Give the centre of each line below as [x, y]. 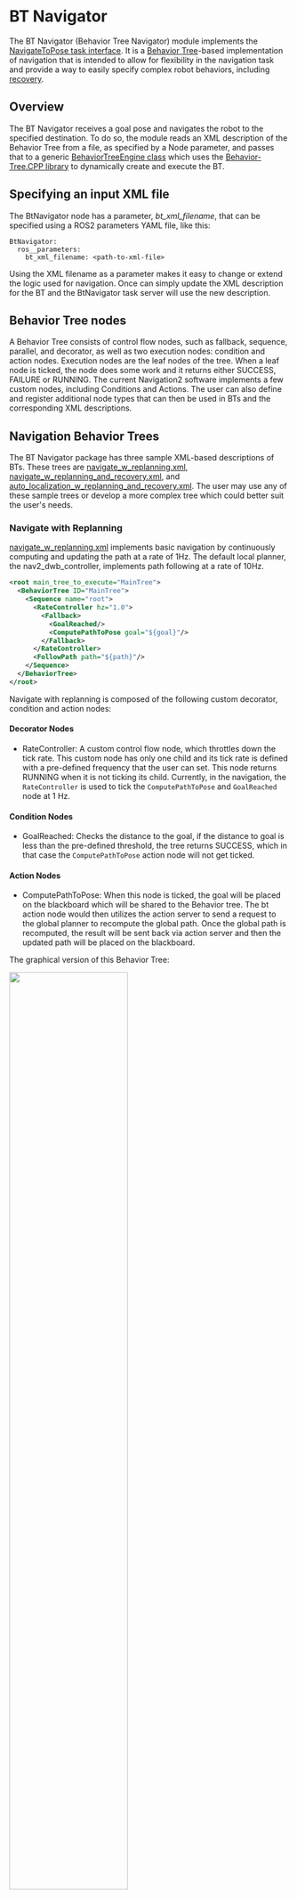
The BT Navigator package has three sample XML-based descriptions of [142, 458]
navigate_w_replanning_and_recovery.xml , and [95, 477]
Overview [37, 107]
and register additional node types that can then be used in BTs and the [140, 399]
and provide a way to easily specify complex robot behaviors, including [140, 69]
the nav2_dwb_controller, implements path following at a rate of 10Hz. [137, 566]
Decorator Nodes [41, 729]
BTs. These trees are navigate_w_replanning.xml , [99, 467]
